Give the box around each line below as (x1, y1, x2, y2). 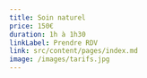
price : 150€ (9, 22, 54, 30)
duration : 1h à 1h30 (9, 30, 87, 39)
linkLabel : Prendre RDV (9, 38, 99, 48)
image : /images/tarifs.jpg (9, 55, 110, 64)
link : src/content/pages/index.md (9, 47, 139, 56)
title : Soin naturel (9, 13, 87, 22)
